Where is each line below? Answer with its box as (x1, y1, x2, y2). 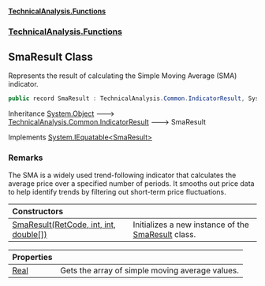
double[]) (12, 228, 47, 240)
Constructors (12, 206, 64, 217)
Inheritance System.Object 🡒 (8, 109, 115, 118)
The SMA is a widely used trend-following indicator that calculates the (8, 170, 237, 180)
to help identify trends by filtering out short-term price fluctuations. (8, 187, 226, 196)
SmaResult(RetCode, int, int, (12, 219, 116, 230)
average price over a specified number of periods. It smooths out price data (8, 178, 255, 188)
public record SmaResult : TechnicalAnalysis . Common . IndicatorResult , (8, 95, 245, 102)
